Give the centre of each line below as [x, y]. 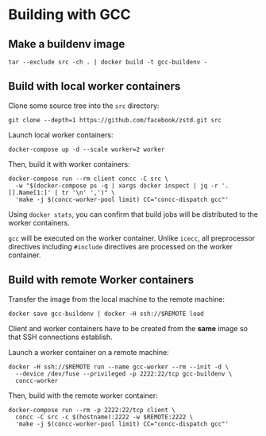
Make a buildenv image [67, 44]
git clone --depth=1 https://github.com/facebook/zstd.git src [115, 120]
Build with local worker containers [94, 86]
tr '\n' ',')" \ [88, 192]
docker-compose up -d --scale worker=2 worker [87, 149]
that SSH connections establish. [60, 337]
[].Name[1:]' [30, 192]
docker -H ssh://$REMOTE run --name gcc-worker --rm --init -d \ [118, 367]
